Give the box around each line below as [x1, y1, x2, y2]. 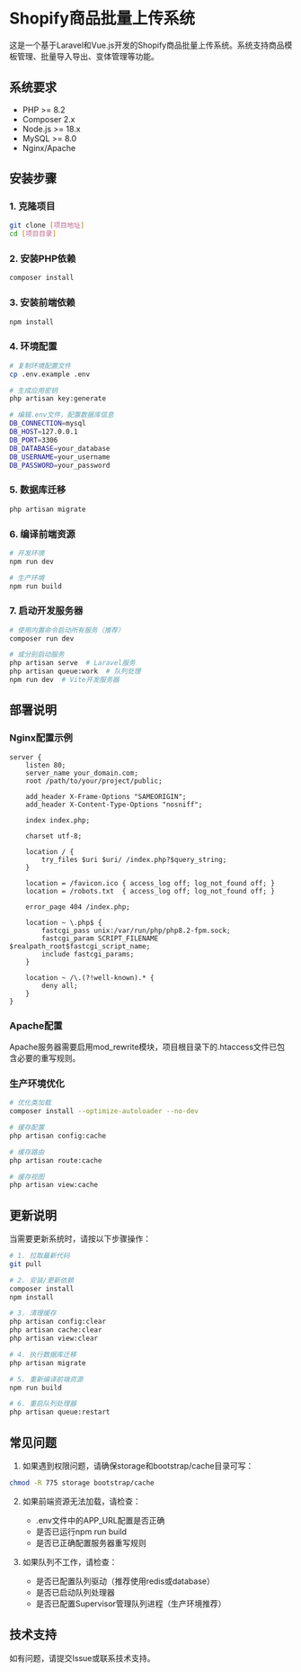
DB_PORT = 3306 [9, 436, 58, 445]
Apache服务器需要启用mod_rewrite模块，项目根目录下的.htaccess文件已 [9, 1041, 278, 1052]
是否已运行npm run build [35, 1526, 128, 1537]
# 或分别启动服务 [9, 650, 65, 660]
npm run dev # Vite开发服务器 [9, 676, 120, 685]
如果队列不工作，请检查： [22, 1556, 118, 1567]
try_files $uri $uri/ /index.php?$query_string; [41, 855, 227, 864]
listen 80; [25, 760, 66, 769]
